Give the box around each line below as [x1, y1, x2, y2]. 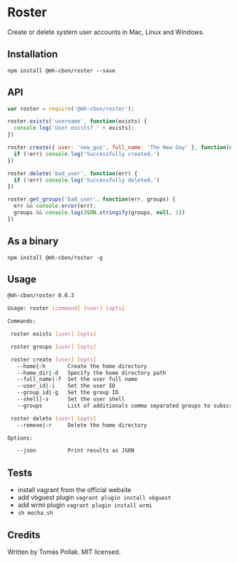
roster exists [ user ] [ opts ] [10, 330, 97, 338]
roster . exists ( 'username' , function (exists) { [7, 118, 147, 125]
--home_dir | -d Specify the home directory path [16, 369, 166, 377]
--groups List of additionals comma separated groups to [16, 402, 211, 409]
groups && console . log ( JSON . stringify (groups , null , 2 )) [13, 209, 186, 216]
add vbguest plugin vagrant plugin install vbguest [17, 494, 171, 502]
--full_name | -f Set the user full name [16, 376, 138, 383]
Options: [7, 434, 33, 442]
